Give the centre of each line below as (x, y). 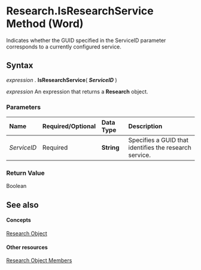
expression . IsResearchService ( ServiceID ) (62, 80)
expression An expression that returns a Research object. (77, 92)
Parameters (23, 107)
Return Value (25, 173)
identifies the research (160, 148)
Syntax (20, 66)
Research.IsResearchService (80, 11)
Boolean (16, 186)
